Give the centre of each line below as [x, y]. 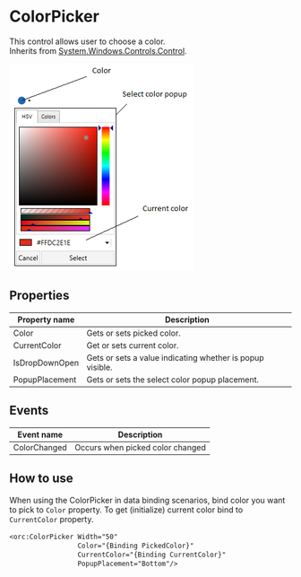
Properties [39, 296]
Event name [40, 435]
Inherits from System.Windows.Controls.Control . [98, 50]
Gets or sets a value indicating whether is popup [175, 358]
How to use [41, 479]
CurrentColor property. [52, 519]
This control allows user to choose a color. [87, 41]
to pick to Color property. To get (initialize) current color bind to [126, 510]
